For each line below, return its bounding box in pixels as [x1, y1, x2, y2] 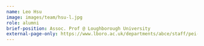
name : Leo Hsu [6, 8, 42, 15]
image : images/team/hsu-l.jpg [6, 14, 83, 20]
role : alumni [6, 20, 39, 26]
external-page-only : [6, 31, 59, 37]
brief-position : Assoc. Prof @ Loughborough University [6, 25, 151, 32]
